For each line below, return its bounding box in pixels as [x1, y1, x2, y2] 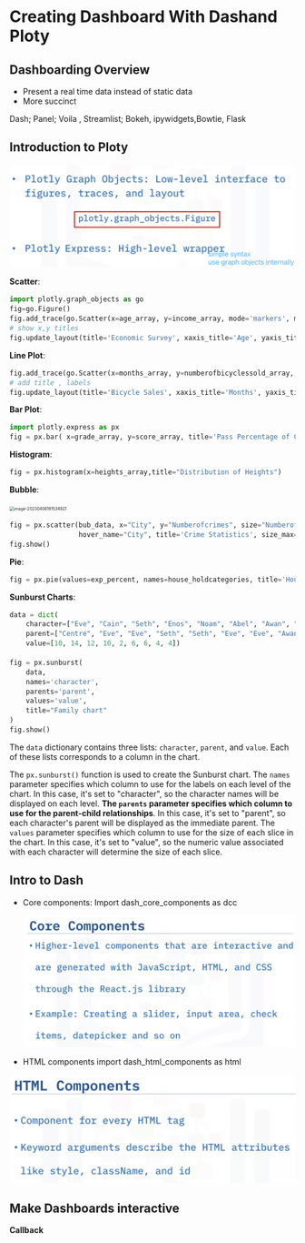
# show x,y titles [9, 324, 79, 333]
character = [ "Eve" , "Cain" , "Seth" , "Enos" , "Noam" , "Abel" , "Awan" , [25, 620, 290, 629]
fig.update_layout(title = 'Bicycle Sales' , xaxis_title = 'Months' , [9, 388, 261, 397]
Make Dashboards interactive [9, 1200, 180, 1216]
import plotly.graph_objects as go [9, 295, 144, 304]
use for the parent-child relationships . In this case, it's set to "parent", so [9, 807, 286, 818]
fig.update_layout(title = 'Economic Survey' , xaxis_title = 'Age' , [9, 333, 258, 342]
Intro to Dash [9, 873, 84, 888]
